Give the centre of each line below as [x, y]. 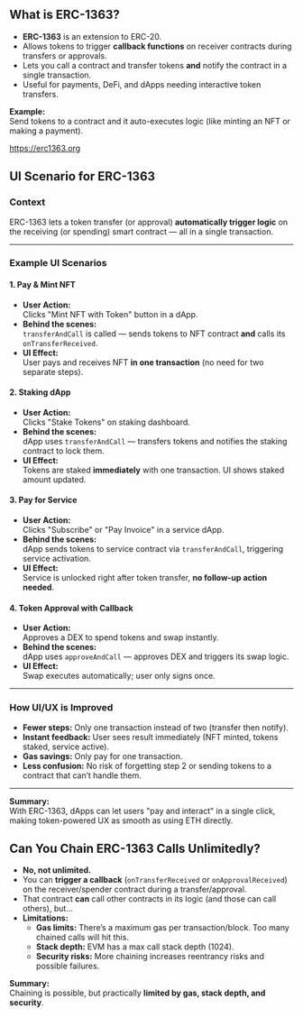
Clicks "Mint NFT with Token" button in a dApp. [110, 314]
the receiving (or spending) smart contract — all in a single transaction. [141, 231]
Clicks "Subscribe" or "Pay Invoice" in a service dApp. [123, 530]
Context [28, 202]
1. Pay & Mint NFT [43, 285]
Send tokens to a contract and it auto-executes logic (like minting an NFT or [150, 121]
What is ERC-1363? [64, 15]
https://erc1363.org [45, 148]
